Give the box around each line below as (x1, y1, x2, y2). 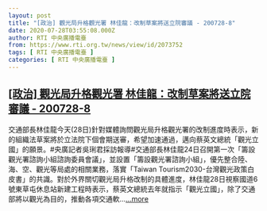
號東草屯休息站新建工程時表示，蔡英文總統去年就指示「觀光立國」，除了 (8, 184, 242, 194)
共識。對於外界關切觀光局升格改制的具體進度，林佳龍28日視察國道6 (35, 174, 258, 183)
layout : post (8, 11, 52, 20)
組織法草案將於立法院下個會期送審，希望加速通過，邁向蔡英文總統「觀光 (14, 134, 252, 144)
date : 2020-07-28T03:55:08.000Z (8, 26, 115, 34)
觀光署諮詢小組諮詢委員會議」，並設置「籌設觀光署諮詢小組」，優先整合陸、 (8, 154, 252, 163)
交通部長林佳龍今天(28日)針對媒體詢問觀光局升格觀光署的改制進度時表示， (8, 125, 252, 134)
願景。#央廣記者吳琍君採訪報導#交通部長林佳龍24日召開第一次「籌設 (29, 144, 256, 154)
